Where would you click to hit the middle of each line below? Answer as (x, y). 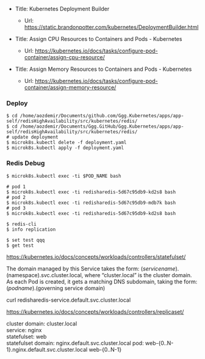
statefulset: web (27, 336)
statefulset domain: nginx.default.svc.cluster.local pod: (75, 343)
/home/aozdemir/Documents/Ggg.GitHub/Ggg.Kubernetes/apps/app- (102, 127)
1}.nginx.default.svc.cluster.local (47, 349)
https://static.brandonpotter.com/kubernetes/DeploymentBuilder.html (111, 27)
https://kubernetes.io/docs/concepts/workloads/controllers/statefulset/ (96, 256)
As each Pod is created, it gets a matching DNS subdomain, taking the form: (102, 281)
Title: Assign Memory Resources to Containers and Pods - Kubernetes (103, 69)
